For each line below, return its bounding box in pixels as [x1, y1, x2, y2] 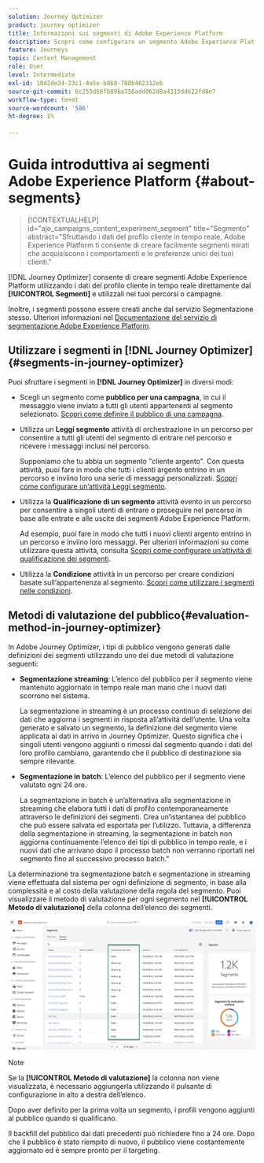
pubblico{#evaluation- [136, 609, 250, 622]
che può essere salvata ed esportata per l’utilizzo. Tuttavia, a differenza [19, 820, 251, 830]
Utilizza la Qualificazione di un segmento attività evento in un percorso [19, 496, 251, 506]
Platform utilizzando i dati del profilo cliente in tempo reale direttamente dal [8, 281, 251, 290]
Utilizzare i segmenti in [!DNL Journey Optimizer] [8, 344, 253, 358]
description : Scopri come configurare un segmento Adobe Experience [8, 38, 237, 46]
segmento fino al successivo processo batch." [19, 853, 170, 863]
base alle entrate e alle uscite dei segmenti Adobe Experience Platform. [19, 513, 251, 523]
